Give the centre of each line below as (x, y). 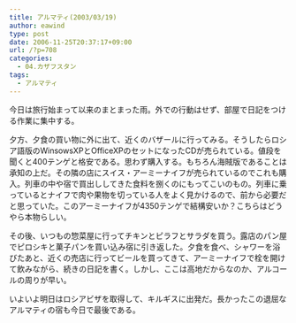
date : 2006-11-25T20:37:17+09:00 (71, 42)
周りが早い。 (48, 280)
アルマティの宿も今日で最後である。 (75, 310)
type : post (29, 34)
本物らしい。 (48, 217)
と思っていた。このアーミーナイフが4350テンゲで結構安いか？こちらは (138, 205)
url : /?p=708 (33, 50)
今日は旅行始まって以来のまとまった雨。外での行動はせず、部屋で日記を (140, 109)
